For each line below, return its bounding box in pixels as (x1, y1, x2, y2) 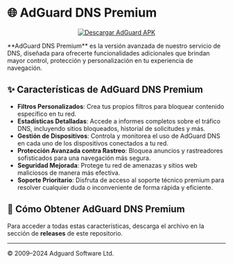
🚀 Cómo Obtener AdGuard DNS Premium (7, 203, 185, 215)
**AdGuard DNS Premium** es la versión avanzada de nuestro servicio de (7, 42, 221, 50)
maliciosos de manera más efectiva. (17, 168, 121, 177)
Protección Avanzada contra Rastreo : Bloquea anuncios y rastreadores (17, 146, 223, 155)
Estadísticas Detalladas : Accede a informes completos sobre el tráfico (17, 116, 221, 125)
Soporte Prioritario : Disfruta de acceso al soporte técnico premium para (17, 175, 225, 184)
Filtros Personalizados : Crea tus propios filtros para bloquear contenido (17, 102, 225, 110)
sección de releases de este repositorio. (7, 229, 123, 237)
